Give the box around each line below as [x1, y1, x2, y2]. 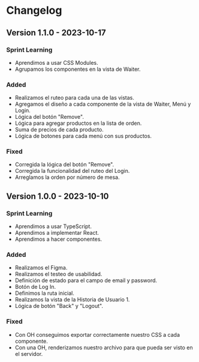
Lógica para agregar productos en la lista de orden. [14, 119, 142, 127]
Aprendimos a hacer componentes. [14, 235, 102, 243]
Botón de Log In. [14, 283, 56, 291]
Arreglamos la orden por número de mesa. [14, 173, 120, 181]
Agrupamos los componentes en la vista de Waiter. [14, 65, 141, 73]
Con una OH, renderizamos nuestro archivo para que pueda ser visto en [14, 343, 193, 351]
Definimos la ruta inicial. [14, 289, 75, 297]
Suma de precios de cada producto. [14, 126, 104, 133]
